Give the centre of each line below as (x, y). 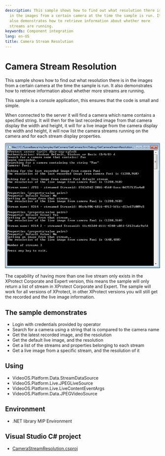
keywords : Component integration (39, 31)
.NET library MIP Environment (42, 421)
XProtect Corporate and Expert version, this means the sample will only (77, 281)
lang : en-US (17, 36)
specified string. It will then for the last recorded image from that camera (79, 120)
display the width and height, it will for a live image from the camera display (82, 125)
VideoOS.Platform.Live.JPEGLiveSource (53, 383)
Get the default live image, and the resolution (58, 340)
